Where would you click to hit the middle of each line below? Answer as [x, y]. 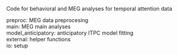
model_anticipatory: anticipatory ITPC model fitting [70, 33]
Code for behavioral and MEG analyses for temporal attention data [89, 9]
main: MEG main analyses [39, 27]
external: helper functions [39, 39]
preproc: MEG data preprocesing [47, 20]
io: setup [17, 45]
